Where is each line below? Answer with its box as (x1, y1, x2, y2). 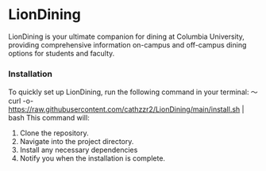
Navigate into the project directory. (19, 137, 134, 146)
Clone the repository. (19, 128, 89, 138)
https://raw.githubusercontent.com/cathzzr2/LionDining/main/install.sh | (8, 104, 245, 114)
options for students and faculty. (8, 48, 115, 58)
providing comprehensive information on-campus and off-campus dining (8, 40, 247, 49)
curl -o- (8, 97, 34, 106)
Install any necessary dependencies (19, 145, 138, 155)
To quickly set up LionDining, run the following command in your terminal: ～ (8, 87, 258, 97)
